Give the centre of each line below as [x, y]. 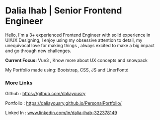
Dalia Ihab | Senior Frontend [64, 11]
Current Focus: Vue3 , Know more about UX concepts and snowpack [77, 60]
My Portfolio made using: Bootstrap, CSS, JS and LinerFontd [67, 70]
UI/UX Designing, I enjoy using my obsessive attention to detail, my [74, 40]
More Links [19, 83]
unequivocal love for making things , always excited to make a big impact [80, 45]
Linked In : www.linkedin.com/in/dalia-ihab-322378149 [61, 113]
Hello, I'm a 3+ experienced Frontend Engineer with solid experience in [78, 35]
